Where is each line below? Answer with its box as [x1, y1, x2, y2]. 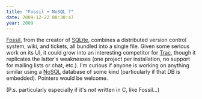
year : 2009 [6, 20, 34, 26]
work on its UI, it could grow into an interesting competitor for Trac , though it [6, 49, 196, 56]
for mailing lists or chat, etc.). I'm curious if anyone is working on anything [6, 62, 189, 69]
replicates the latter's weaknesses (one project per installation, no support [6, 55, 191, 63]
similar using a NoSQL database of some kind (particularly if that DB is [6, 68, 180, 76]
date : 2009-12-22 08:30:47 [6, 14, 74, 20]
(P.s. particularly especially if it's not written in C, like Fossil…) [6, 86, 160, 94]
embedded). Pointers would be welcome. [6, 74, 108, 82]
